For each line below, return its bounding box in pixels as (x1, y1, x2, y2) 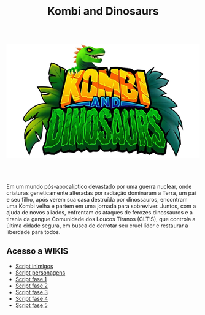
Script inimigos (15, 262, 53, 270)
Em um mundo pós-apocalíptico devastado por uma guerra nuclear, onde (6, 183, 192, 190)
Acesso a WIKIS (6, 246, 69, 257)
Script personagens (15, 268, 66, 276)
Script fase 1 (15, 275, 47, 283)
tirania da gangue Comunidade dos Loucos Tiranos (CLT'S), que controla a (6, 215, 196, 222)
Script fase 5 (15, 302, 48, 309)
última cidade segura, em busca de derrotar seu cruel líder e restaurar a (6, 222, 188, 229)
